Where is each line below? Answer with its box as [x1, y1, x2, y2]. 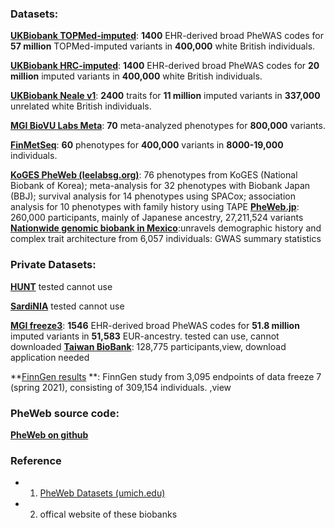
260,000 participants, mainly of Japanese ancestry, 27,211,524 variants [10, 212, 304, 224]
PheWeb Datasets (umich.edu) [39, 487, 166, 499]
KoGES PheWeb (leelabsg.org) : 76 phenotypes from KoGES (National [10, 169, 298, 181]
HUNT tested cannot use [10, 280, 113, 292]
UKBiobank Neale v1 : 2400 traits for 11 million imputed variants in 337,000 [10, 90, 321, 102]
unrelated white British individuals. [10, 100, 152, 112]
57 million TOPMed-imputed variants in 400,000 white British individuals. [10, 40, 316, 52]
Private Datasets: [10, 258, 97, 272]
